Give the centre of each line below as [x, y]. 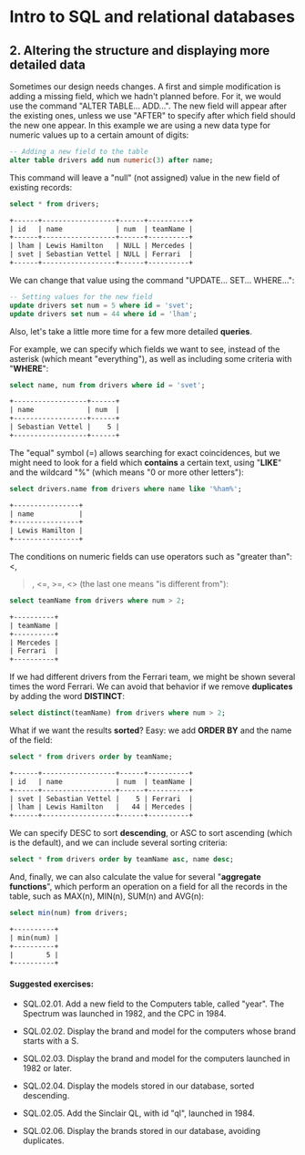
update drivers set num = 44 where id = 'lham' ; [103, 314]
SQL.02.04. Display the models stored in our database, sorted [138, 1086]
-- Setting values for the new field [81, 297]
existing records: [41, 187]
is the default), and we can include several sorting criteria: [118, 843]
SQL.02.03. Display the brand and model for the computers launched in [156, 1058]
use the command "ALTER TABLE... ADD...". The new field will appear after [148, 106]
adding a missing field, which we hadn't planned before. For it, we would [146, 96]
